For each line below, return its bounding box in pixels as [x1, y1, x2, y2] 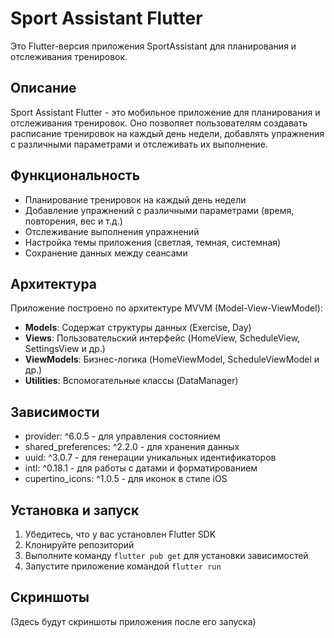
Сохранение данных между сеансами [24, 247, 188, 259]
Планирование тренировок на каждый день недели [24, 193, 247, 206]
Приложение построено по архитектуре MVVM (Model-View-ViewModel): [10, 302, 323, 314]
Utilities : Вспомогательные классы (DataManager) [24, 375, 239, 387]
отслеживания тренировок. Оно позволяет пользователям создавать [10, 117, 308, 129]
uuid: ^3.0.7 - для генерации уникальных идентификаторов [24, 452, 277, 464]
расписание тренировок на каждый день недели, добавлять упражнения [10, 127, 325, 139]
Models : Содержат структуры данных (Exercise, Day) [24, 322, 252, 334]
